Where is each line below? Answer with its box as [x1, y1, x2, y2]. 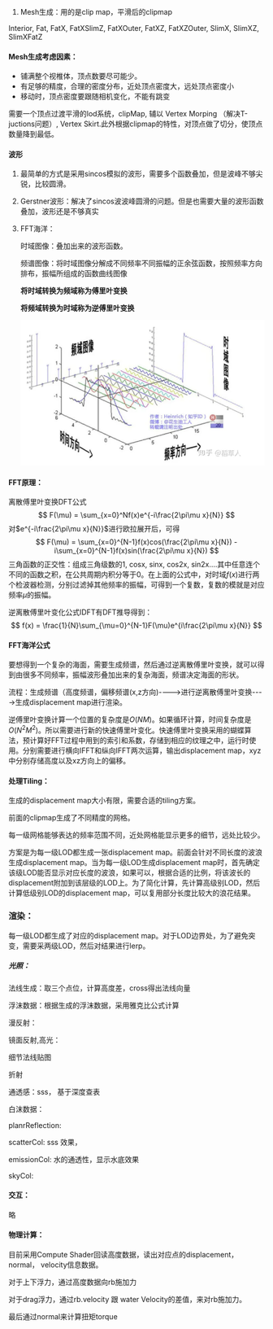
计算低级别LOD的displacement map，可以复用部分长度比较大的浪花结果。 [8, 888, 256, 898]
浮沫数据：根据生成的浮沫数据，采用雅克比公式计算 [8, 1000, 180, 1010]
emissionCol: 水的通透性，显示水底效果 [8, 1154, 140, 1164]
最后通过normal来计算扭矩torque [8, 1312, 118, 1322]
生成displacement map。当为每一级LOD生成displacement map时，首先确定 [8, 858, 260, 868]
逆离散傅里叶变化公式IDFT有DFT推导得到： [8, 607, 153, 617]
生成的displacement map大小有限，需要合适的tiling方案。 [8, 796, 201, 806]
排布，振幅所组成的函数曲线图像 [19, 269, 128, 278]
